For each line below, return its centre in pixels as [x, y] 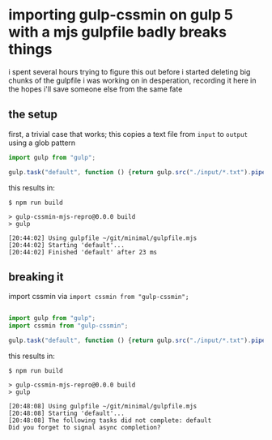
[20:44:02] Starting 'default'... [67, 245]
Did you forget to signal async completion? [85, 427]
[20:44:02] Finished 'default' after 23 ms [83, 252]
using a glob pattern [42, 143]
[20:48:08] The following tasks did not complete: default [110, 420]
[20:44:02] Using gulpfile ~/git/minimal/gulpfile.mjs [103, 238]
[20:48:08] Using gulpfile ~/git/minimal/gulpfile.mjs [103, 406]
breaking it [36, 277]
